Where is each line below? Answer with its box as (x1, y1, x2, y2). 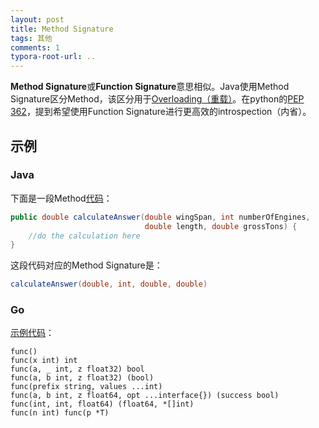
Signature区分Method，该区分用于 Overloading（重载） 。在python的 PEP (10, 93, 305, 105)
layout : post (10, 14, 65, 25)
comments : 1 (10, 42, 60, 53)
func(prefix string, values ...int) (10, 382, 163, 392)
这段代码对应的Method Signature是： (10, 259, 163, 271)
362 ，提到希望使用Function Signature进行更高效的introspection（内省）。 (10, 106, 312, 118)
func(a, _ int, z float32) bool (10, 364, 145, 375)
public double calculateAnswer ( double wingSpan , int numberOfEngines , (10, 212, 311, 222)
